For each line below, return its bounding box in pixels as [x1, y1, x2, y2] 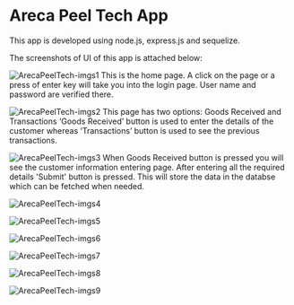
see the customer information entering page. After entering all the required [9, 161, 285, 172]
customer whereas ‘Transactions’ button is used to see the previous [9, 125, 260, 135]
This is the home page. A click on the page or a [100, 69, 275, 81]
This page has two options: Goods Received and [102, 106, 282, 117]
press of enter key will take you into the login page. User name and [9, 79, 257, 90]
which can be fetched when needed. [9, 180, 145, 191]
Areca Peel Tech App [9, 5, 169, 26]
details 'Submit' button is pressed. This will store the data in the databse [9, 171, 276, 182]
